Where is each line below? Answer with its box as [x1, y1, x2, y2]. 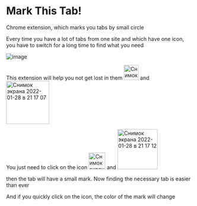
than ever [6, 181, 30, 188]
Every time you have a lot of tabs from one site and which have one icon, [6, 35, 185, 42]
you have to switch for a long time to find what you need [6, 42, 144, 49]
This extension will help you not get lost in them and [6, 74, 150, 81]
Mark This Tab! [6, 4, 82, 18]
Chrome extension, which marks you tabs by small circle [6, 24, 144, 31]
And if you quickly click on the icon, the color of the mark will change [6, 193, 176, 200]
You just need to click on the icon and [6, 163, 117, 170]
